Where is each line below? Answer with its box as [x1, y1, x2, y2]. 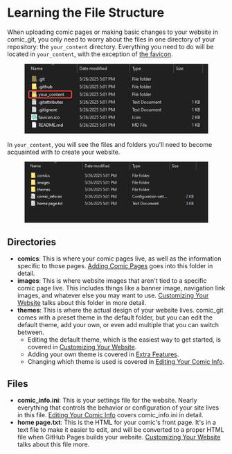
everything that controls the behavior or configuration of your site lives [17, 403, 220, 412]
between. [17, 328, 45, 337]
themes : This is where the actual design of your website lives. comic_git [17, 306, 224, 315]
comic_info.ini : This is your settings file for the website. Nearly [17, 396, 197, 405]
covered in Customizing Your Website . [27, 343, 137, 351]
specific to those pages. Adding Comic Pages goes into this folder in [17, 262, 213, 270]
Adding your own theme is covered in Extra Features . [27, 350, 179, 358]
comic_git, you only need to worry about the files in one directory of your [7, 35, 216, 43]
